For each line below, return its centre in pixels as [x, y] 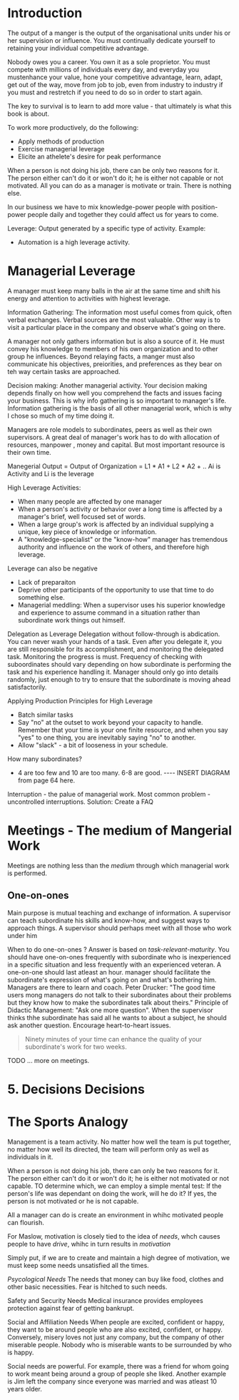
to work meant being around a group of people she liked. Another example [117, 1374]
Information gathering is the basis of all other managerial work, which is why [119, 408]
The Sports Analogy [68, 1122]
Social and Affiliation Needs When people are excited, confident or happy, [116, 1321]
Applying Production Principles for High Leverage [80, 700]
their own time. [29, 452]
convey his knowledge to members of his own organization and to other [113, 348]
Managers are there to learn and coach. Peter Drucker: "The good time [111, 987]
